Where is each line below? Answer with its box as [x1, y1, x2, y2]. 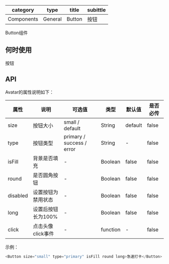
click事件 [32, 230, 54, 237]
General [43, 16, 62, 22]
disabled [8, 192, 28, 199]
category [12, 7, 34, 13]
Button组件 [5, 30, 28, 36]
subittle [87, 7, 106, 13]
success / [63, 139, 87, 146]
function [101, 226, 121, 233]
